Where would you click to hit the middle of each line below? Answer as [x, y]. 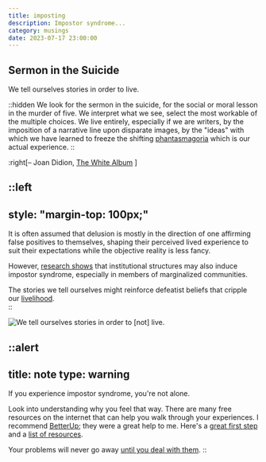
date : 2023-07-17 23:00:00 [53, 38]
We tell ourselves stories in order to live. [74, 89]
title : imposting [37, 16]
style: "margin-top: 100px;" [79, 215]
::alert [24, 347]
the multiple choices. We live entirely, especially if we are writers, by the [126, 122]
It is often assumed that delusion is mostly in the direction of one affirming [130, 234]
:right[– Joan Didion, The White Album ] [73, 162]
